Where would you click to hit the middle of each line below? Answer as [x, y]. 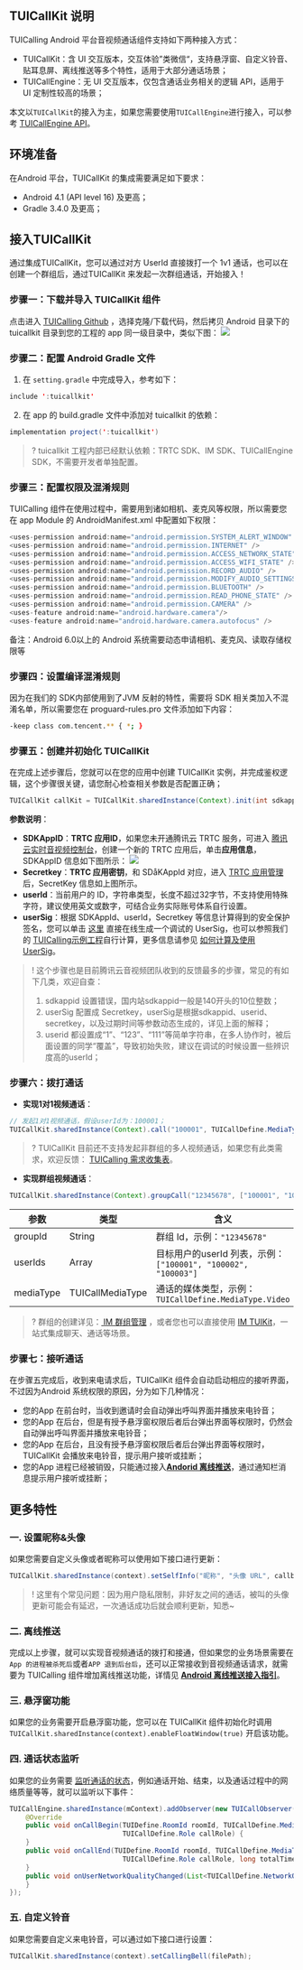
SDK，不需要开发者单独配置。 [87, 461]
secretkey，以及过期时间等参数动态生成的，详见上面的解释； [158, 1024]
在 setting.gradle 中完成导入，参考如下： [100, 380]
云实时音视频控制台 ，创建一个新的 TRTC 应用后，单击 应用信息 [138, 850]
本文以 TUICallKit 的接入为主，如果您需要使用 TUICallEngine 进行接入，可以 [147, 112]
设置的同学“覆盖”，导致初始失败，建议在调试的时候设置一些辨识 [171, 1046]
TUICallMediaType [108, 1292]
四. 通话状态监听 [44, 1759]
